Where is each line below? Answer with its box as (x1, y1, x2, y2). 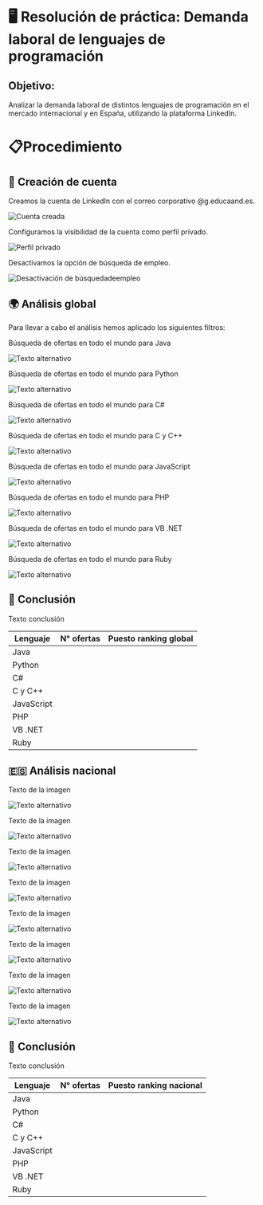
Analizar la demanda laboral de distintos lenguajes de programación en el (8, 100, 249, 109)
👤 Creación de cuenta (8, 175, 117, 189)
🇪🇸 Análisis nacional (8, 764, 116, 778)
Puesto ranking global (108, 633, 194, 644)
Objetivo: (8, 79, 56, 92)
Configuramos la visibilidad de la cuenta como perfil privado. (8, 227, 209, 237)
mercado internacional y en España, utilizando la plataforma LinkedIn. (8, 108, 237, 118)
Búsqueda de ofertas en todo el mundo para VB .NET (8, 523, 183, 532)
